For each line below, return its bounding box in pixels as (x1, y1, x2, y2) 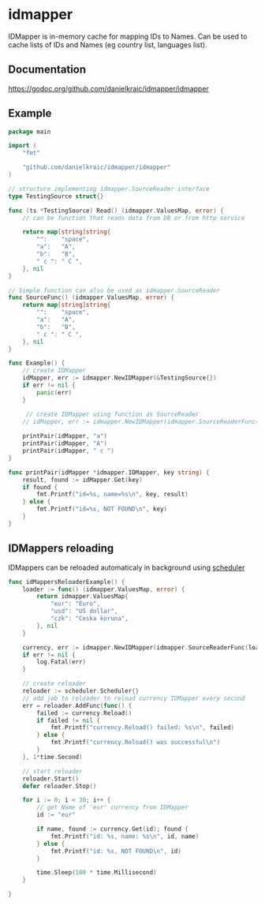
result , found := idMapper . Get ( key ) (22, 476, 144, 484)
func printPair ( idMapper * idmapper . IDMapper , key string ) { (8, 468, 211, 477)
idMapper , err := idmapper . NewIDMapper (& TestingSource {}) (22, 374, 217, 382)
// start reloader (22, 767, 83, 775)
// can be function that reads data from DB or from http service (22, 214, 245, 222)
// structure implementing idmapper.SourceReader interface (8, 185, 211, 193)
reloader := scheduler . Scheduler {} (22, 687, 140, 695)
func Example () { (8, 359, 65, 368)
